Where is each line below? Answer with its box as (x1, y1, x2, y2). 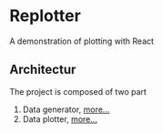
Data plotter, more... (22, 113, 98, 124)
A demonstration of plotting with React (9, 36, 155, 46)
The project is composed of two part (9, 86, 148, 97)
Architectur (9, 62, 76, 77)
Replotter (9, 5, 82, 26)
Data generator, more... (22, 104, 110, 115)
